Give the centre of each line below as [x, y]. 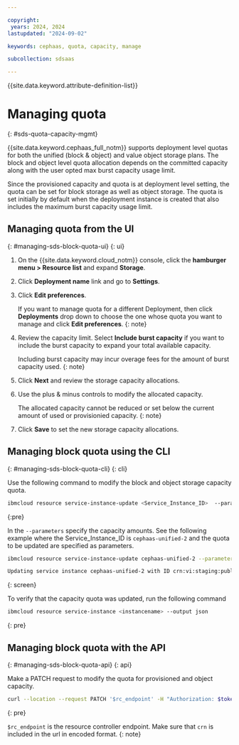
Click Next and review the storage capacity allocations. [99, 380]
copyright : [23, 20]
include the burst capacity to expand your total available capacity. [114, 345]
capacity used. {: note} [51, 366]
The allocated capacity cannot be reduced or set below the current [116, 408]
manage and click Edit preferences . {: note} [82, 323]
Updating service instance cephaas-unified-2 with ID [89, 572]
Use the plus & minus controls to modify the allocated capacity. [110, 394]
